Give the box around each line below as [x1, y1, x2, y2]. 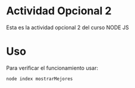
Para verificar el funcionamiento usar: [6, 64, 99, 71]
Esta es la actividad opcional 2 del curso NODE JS [6, 24, 129, 31]
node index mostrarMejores [6, 76, 73, 81]
